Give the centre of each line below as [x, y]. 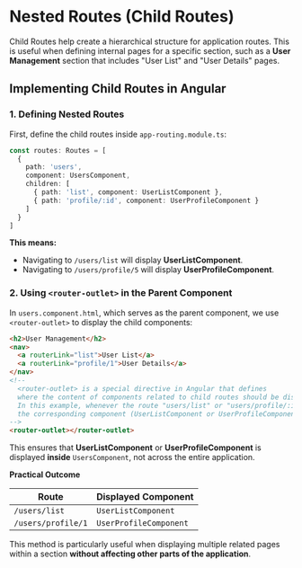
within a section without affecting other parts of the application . [130, 554]
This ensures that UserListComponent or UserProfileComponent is [136, 448]
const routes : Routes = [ [58, 150]
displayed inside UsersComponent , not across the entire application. [132, 457]
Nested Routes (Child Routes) [122, 17]
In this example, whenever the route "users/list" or [120, 405]
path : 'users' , [54, 167]
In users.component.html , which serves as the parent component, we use [144, 313]
